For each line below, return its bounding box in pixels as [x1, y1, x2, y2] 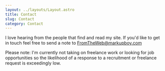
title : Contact [5, 12, 37, 17]
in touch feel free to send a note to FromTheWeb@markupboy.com [5, 40, 142, 46]
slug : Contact [5, 16, 35, 21]
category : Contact [5, 21, 43, 26]
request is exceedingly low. [5, 60, 61, 66]
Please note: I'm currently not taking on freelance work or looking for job [5, 50, 155, 56]
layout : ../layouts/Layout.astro [5, 7, 75, 12]
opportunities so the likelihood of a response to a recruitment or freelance [5, 55, 157, 61]
